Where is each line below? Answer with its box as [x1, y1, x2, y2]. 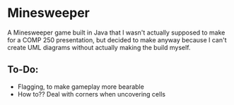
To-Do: [7, 63, 39, 75]
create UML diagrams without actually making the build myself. [7, 43, 191, 51]
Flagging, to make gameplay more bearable [17, 82, 145, 91]
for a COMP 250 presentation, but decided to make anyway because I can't [7, 35, 228, 44]
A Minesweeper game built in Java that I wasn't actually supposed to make [7, 28, 226, 37]
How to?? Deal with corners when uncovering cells [17, 89, 166, 98]
